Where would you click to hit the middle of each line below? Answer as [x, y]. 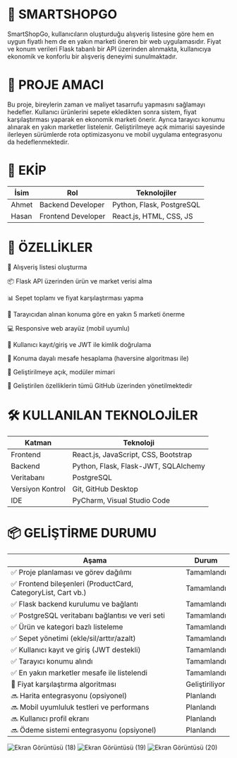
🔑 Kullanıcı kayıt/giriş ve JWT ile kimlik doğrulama [79, 344]
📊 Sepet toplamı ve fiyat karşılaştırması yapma [75, 298]
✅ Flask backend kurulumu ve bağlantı [75, 604]
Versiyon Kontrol [38, 489]
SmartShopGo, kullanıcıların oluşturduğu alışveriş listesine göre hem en [111, 34]
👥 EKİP [27, 170]
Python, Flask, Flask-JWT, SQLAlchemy [139, 466]
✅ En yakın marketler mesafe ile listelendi [79, 673]
